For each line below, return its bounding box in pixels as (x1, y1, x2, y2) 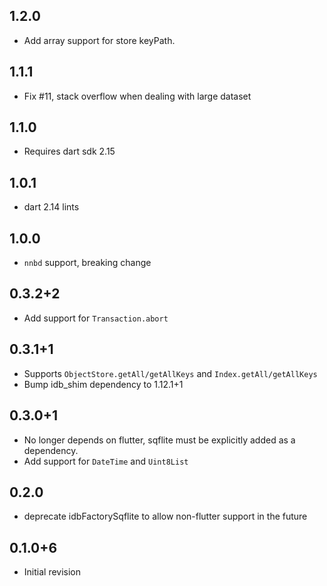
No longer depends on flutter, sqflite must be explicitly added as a (23, 434, 296, 446)
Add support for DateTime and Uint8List (23, 455, 189, 467)
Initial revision (23, 566, 82, 578)
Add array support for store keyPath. (23, 34, 176, 46)
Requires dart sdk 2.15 (23, 145, 116, 158)
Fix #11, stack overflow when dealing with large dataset (23, 90, 252, 102)
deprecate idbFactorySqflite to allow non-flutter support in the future (23, 510, 308, 523)
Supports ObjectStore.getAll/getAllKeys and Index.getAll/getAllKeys (23, 367, 318, 379)
